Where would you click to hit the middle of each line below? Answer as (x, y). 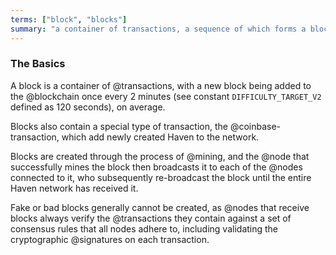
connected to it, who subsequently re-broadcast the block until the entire (161, 177)
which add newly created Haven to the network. (160, 137)
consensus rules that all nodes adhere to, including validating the (144, 228)
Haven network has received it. (74, 188)
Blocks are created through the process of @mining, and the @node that (160, 156)
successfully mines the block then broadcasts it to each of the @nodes (156, 167)
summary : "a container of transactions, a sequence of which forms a (158, 29)
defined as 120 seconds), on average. (88, 107)
